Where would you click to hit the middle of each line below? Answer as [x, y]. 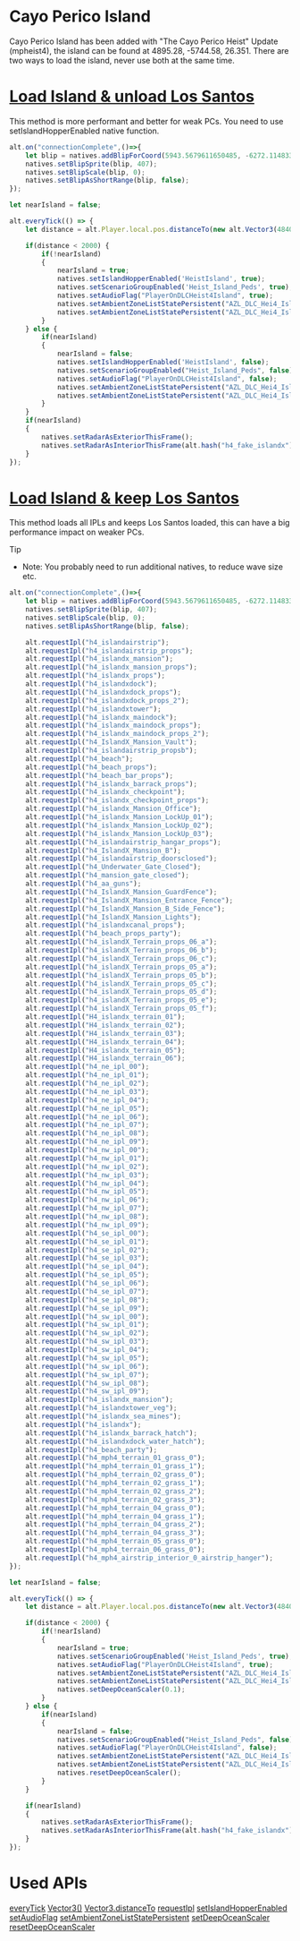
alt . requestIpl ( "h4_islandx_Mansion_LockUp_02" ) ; [120, 825]
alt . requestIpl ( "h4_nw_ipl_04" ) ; [87, 1184]
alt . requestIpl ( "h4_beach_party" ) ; [92, 1449]
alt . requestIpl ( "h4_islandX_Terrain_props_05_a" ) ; [121, 967]
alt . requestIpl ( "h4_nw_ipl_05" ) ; [87, 1192]
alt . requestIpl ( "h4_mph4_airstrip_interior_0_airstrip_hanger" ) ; [150, 1558]
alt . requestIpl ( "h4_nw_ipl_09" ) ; [87, 1225]
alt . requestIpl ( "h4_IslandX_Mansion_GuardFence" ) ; [121, 892]
